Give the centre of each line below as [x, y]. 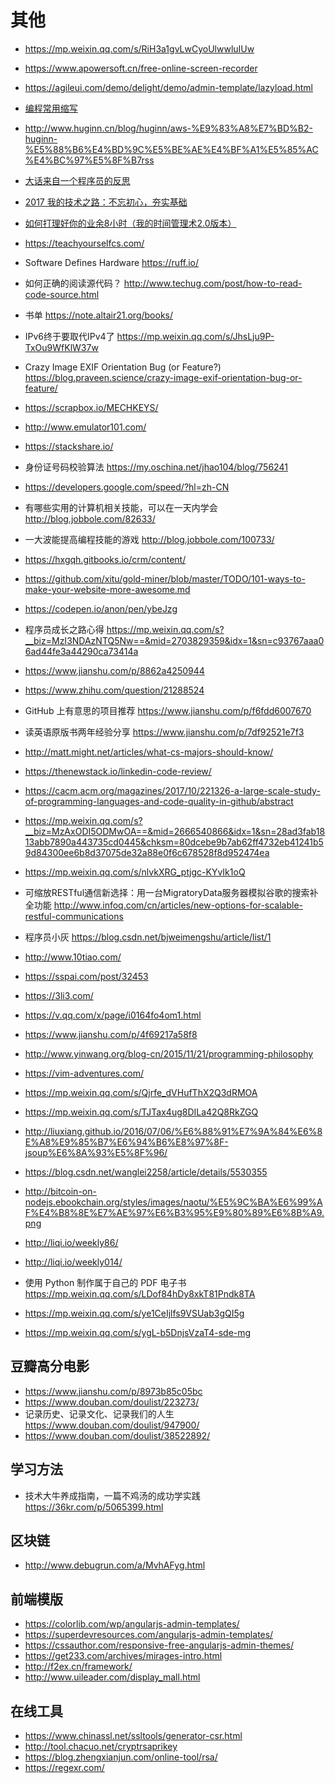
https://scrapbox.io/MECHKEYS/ [91, 407]
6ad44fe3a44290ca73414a [81, 651]
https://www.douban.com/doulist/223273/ [112, 1402]
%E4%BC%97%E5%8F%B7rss [89, 160]
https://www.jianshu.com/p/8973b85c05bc [113, 1391]
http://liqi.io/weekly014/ [73, 1262]
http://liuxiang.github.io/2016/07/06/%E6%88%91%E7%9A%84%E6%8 [173, 1131]
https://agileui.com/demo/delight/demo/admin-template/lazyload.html [168, 87]
